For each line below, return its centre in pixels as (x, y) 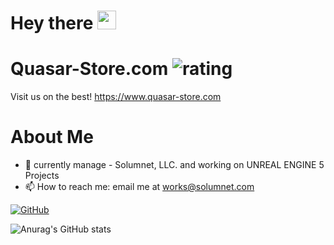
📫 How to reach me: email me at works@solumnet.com (139, 187)
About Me (52, 137)
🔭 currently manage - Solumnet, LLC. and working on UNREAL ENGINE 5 (174, 165)
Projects (42, 176)
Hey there (52, 23)
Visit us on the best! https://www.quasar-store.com (116, 97)
